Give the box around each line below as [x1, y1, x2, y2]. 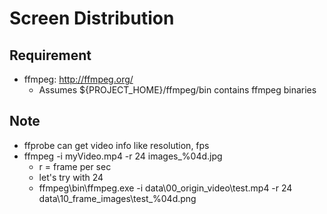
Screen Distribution [9, 7, 175, 30]
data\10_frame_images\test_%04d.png [38, 192, 197, 204]
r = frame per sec [38, 160, 112, 172]
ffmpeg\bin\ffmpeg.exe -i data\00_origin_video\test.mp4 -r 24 [38, 182, 293, 194]
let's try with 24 [38, 171, 104, 183]
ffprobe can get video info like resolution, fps [23, 139, 210, 151]
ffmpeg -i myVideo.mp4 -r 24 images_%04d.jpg [23, 150, 223, 162]
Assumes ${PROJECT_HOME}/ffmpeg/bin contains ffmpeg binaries [38, 84, 317, 96]
